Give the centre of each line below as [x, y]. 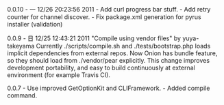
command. [22, 95]
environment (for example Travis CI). [59, 75]
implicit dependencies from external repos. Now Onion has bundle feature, [112, 53]
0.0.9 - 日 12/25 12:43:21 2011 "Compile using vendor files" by [94, 38]
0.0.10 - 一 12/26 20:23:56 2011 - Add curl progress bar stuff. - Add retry [109, 9]
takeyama [21, 46]
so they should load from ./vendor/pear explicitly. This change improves [109, 60]
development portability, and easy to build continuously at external [101, 67]
